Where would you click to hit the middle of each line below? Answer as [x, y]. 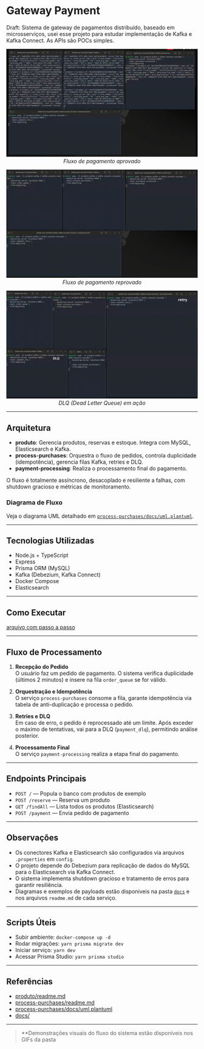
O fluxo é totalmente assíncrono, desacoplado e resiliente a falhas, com [96, 480]
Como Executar [36, 613]
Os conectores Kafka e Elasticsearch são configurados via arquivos [100, 852]
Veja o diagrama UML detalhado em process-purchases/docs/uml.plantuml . [100, 516]
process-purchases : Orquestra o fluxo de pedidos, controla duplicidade [106, 456]
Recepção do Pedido [42, 666]
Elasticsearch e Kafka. [43, 449]
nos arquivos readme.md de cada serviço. [66, 898]
